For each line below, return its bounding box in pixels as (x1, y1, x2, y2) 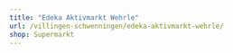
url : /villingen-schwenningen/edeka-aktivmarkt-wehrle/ (9, 22, 224, 31)
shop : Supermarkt (9, 30, 75, 39)
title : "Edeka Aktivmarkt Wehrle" (9, 13, 140, 22)
